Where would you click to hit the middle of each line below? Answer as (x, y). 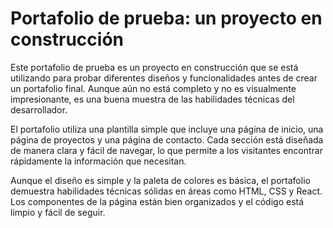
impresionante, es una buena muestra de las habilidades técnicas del (152, 99)
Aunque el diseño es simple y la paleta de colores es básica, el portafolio (160, 180)
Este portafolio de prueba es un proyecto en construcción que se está (154, 67)
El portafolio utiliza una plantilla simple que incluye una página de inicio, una (167, 129)
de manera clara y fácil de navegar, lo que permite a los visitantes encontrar (166, 150)
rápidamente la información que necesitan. (98, 161)
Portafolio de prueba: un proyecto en (166, 18)
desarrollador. (39, 109)
